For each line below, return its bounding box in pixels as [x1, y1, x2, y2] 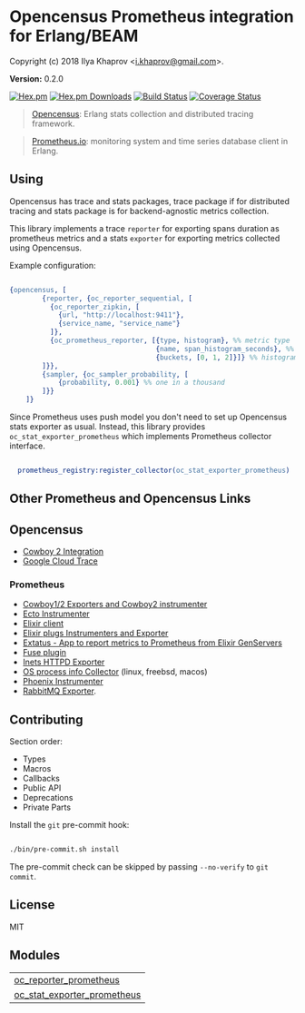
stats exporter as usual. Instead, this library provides [9, 421, 206, 432]
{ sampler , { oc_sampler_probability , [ [42, 369, 189, 379]
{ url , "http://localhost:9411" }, [57, 310, 184, 320]
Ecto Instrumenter [22, 608, 91, 619]
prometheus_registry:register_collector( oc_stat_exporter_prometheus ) [17, 466, 290, 475]
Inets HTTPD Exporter [22, 656, 105, 668]
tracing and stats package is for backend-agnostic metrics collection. [9, 205, 270, 216]
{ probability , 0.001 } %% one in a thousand [57, 379, 225, 388]
